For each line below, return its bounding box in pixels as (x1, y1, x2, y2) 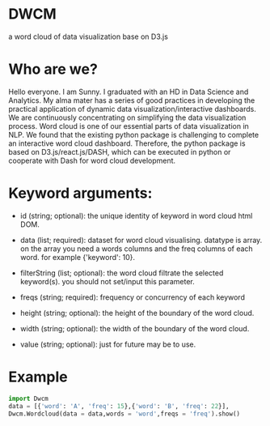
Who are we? (8, 60, 99, 79)
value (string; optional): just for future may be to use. (19, 339, 196, 349)
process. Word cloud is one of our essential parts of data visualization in (8, 121, 249, 130)
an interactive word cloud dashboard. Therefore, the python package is (8, 138, 246, 148)
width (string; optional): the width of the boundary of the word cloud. (19, 323, 250, 333)
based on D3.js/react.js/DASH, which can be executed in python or (8, 147, 231, 156)
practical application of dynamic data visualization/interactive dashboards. (8, 104, 256, 113)
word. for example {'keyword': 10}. (19, 252, 136, 262)
